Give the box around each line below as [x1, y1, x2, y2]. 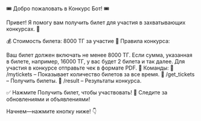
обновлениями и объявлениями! [6, 96, 91, 103]
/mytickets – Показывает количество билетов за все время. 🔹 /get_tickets [6, 71, 195, 77]
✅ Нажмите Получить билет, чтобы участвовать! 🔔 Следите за [6, 89, 168, 96]
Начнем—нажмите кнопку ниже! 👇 [6, 108, 97, 115]
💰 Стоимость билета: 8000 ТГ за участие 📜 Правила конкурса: [6, 38, 170, 44]
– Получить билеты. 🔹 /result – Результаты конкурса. [6, 77, 142, 84]
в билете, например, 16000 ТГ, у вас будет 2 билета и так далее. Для [6, 58, 185, 65]
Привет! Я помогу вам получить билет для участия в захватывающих [6, 19, 186, 26]
